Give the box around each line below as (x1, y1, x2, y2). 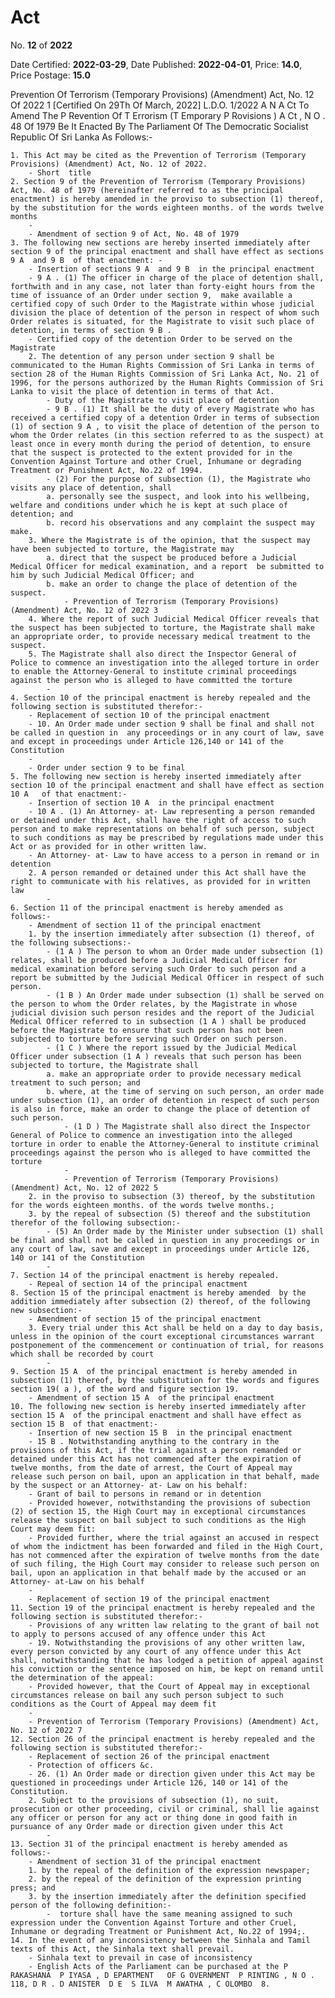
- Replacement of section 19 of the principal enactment (28, 1594, 271, 1604)
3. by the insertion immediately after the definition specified (28, 1891, 307, 1901)
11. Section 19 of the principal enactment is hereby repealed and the (10, 1602, 315, 1613)
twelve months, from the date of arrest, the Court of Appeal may (10, 1462, 293, 1473)
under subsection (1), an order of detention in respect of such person (10, 1095, 320, 1105)
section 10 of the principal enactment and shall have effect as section (10, 780, 325, 790)
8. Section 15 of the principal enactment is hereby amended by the (10, 1287, 307, 1298)
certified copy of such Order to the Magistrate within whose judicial (10, 299, 315, 309)
